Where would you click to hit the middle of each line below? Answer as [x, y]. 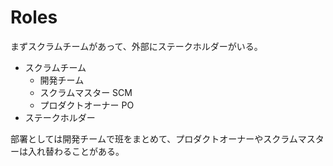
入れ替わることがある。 [76, 151]
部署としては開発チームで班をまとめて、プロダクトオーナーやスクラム [154, 138]
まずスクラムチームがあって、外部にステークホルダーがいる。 [136, 46]
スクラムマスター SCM [86, 92]
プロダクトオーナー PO [87, 105]
